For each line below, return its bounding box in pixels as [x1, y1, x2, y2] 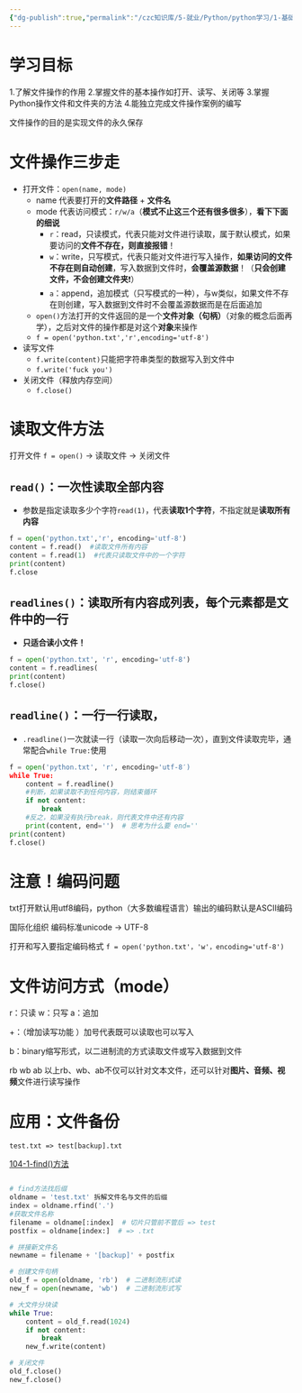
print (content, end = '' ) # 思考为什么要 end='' [25, 821, 200, 830]
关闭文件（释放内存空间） [22, 374, 118, 385]
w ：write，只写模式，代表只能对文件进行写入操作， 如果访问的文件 [49, 251, 293, 261]
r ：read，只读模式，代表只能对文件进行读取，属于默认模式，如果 [49, 228, 291, 239]
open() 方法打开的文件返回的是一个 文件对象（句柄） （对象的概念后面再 [35, 310, 293, 321]
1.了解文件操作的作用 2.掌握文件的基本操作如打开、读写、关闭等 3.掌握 [9, 87, 270, 97]
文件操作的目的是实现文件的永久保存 [9, 116, 144, 127]
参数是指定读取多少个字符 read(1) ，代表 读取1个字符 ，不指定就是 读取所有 [22, 505, 290, 516]
